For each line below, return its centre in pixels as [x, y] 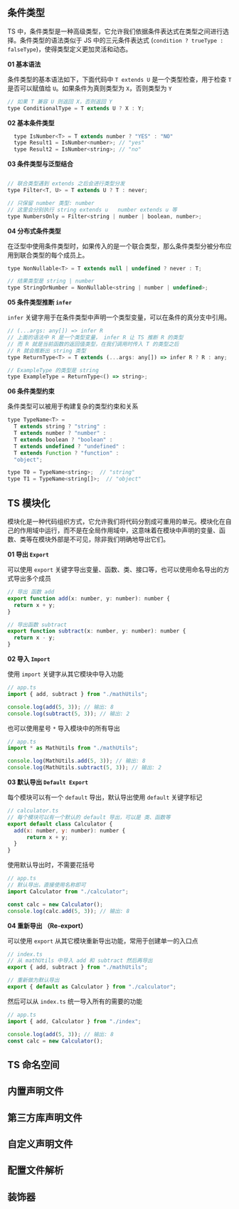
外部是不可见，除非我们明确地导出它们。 [110, 539]
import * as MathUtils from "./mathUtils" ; [73, 748]
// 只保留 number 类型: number [51, 203]
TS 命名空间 [33, 1065]
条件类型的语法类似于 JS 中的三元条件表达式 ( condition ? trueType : [122, 40]
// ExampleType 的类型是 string [53, 370]
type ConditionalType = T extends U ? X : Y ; [76, 108]
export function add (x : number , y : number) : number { [89, 598]
